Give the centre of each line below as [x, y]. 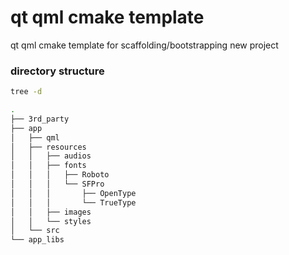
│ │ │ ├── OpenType [73, 193]
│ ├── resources [48, 147]
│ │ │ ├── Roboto [60, 175]
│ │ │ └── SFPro [57, 184]
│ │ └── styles [51, 221]
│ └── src [35, 231]
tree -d [26, 92]
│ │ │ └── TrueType [73, 202]
